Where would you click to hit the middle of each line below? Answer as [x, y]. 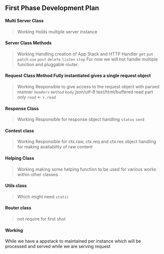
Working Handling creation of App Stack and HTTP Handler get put [85, 54]
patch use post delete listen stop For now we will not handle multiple [87, 59]
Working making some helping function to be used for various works [87, 169]
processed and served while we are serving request [58, 247]
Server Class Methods [28, 43]
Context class [20, 131]
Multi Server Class [24, 20]
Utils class [16, 186]
